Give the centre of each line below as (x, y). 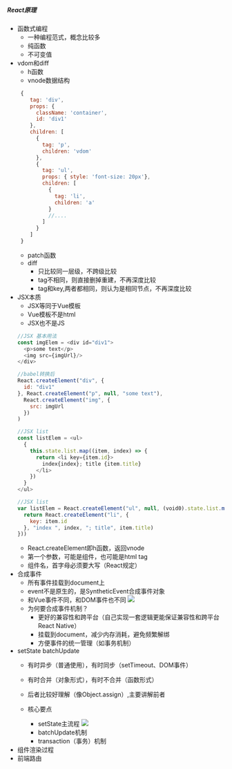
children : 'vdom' (67, 151)
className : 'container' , (71, 113)
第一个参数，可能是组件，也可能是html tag (88, 557)
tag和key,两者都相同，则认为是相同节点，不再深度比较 (115, 288)
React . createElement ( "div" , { (61, 381)
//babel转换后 (36, 374)
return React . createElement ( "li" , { (76, 515)
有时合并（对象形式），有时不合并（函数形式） (93, 680)
